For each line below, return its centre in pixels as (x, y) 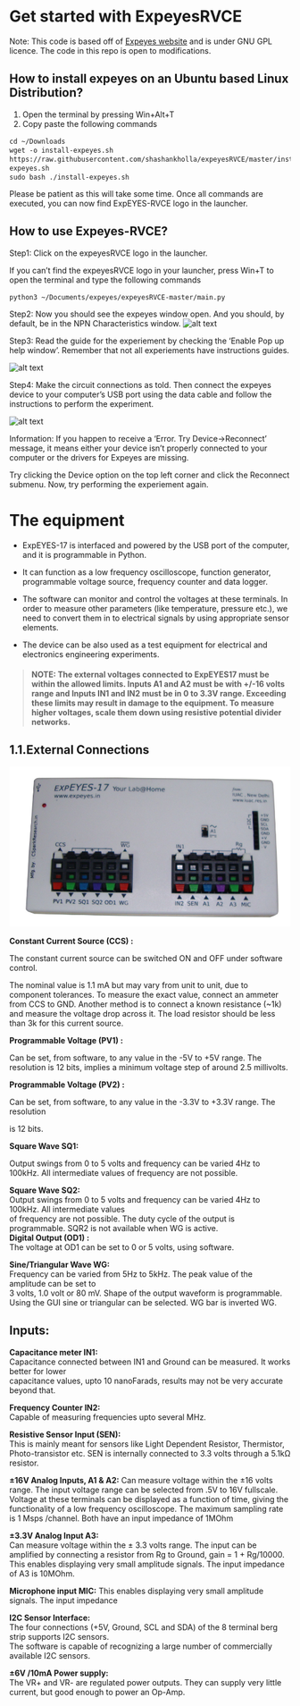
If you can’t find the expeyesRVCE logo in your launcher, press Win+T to (142, 270)
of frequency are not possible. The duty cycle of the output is (122, 1219)
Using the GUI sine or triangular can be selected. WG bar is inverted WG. (143, 1302)
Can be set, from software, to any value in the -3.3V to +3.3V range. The (142, 1102)
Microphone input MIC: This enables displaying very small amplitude (137, 1591)
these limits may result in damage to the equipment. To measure (153, 703)
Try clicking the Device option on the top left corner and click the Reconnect (150, 475)
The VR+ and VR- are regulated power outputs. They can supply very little (146, 1682)
